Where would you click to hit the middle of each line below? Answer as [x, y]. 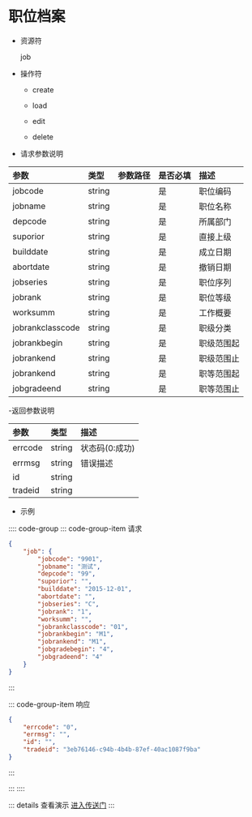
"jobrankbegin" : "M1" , [76, 634]
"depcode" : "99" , [66, 574]
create [43, 89]
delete [43, 137]
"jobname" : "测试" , [69, 567]
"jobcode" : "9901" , [70, 559]
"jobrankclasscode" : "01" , [83, 627]
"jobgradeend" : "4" [70, 657]
